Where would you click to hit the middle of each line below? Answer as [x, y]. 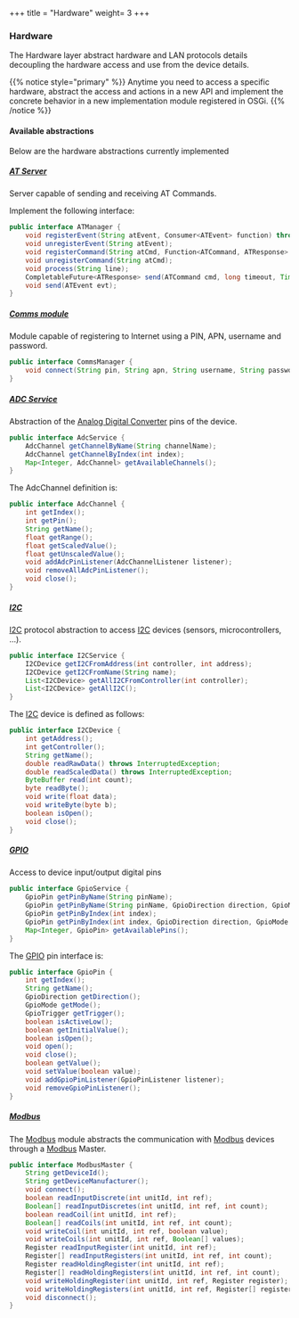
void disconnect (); [61, 1297]
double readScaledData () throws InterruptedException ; [129, 772]
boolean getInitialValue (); [77, 1030]
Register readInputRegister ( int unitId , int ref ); [121, 1248]
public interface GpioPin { [61, 972]
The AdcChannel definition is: [64, 488]
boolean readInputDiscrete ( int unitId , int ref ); [119, 1199]
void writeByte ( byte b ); [71, 805]
